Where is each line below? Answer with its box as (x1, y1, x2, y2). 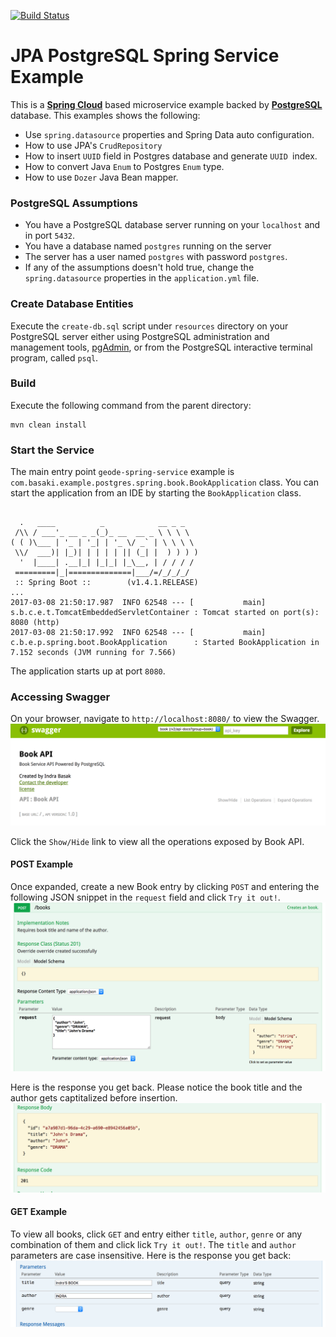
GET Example (10, 1206, 68, 1218)
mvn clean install (10, 420, 87, 430)
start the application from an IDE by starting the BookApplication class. (10, 487, 302, 499)
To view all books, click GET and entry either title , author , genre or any (10, 1228, 303, 1240)
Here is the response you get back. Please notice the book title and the (10, 1081, 303, 1093)
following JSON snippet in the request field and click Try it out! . (10, 891, 281, 904)
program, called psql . (10, 351, 99, 364)
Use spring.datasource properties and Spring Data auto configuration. (24, 128, 315, 140)
